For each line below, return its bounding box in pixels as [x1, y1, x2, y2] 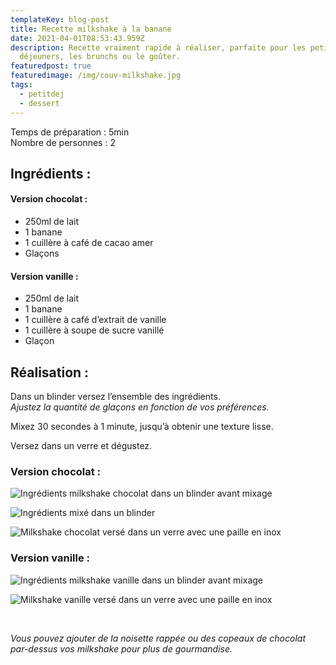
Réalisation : [10, 364, 90, 381]
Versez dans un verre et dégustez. [10, 440, 153, 452]
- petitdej [19, 89, 65, 99]
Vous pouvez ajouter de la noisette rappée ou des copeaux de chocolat [10, 632, 306, 644]
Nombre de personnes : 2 [10, 136, 116, 148]
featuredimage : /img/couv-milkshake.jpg [10, 71, 182, 81]
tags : [10, 80, 33, 90]
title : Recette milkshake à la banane [10, 24, 172, 34]
